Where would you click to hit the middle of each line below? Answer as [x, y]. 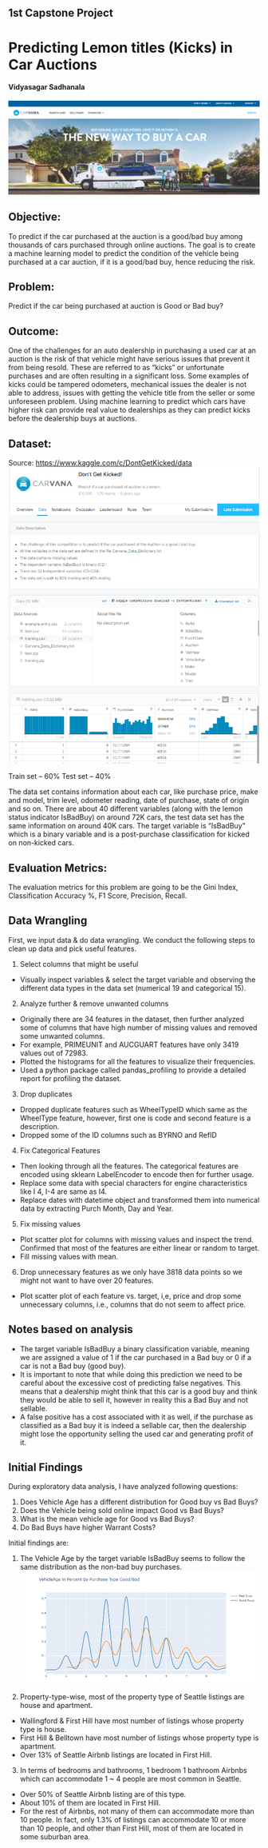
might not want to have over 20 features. [87, 1280]
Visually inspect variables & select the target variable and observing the [138, 980]
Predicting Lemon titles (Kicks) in [120, 48]
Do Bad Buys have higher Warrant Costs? [88, 1527]
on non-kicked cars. [41, 843]
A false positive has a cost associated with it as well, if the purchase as [136, 1417]
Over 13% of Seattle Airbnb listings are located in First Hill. [116, 1755]
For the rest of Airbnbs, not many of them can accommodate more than [137, 1811]
